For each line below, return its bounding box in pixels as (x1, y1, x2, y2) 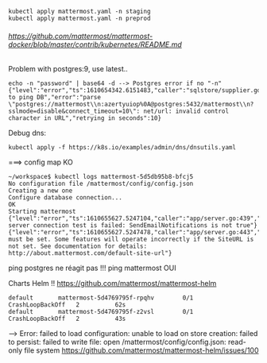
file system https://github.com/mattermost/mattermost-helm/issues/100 (23, 346, 260, 355)
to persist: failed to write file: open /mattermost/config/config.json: (8, 338, 226, 347)
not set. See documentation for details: (8, 242, 148, 250)
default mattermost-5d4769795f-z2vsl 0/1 (8, 308, 194, 316)
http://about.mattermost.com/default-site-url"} (8, 249, 172, 257)
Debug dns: (8, 128, 46, 138)
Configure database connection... (8, 194, 123, 202)
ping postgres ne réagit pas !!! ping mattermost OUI (8, 263, 176, 273)
